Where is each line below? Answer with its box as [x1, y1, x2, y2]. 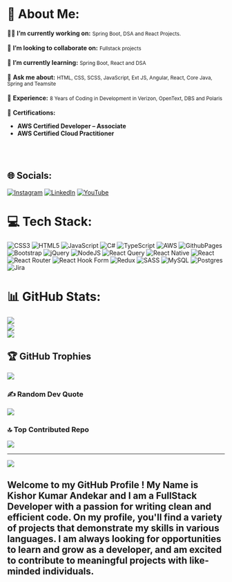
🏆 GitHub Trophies [7, 351, 92, 362]
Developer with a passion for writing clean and [7, 501, 212, 513]
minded [7, 565, 41, 577]
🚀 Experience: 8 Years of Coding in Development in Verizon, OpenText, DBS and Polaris [7, 93, 223, 102]
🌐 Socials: [7, 170, 52, 182]
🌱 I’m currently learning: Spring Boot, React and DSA [7, 58, 146, 66]
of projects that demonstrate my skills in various [7, 523, 220, 534]
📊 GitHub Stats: [7, 289, 101, 304]
